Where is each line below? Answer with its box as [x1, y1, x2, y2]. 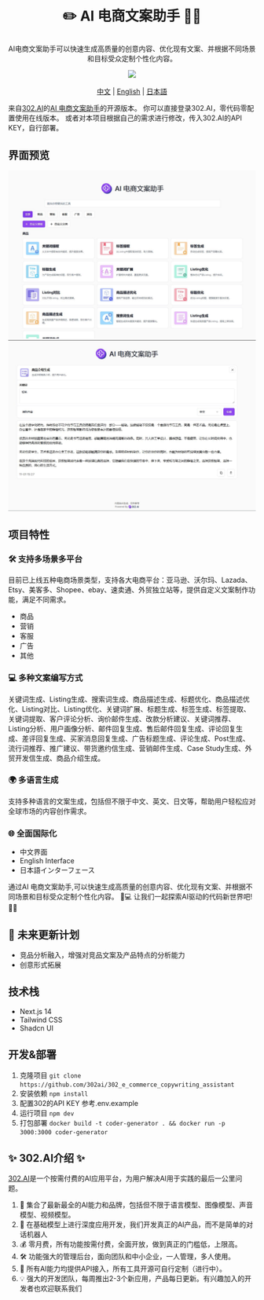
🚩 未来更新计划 [8, 928, 80, 941]
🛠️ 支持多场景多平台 [8, 553, 82, 564]
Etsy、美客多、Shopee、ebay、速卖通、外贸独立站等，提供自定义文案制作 [8, 585, 249, 595]
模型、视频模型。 [19, 1210, 75, 1220]
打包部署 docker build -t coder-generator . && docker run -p [19, 1118, 225, 1127]
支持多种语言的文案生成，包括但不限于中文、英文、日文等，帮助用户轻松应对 [8, 796, 256, 806]
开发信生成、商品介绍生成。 [14, 753, 104, 763]
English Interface [19, 856, 75, 866]
